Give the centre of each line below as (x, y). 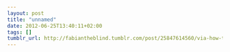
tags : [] (20, 32)
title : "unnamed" (32, 20)
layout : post (26, 13)
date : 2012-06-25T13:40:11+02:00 (55, 26)
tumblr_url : (24, 38)
